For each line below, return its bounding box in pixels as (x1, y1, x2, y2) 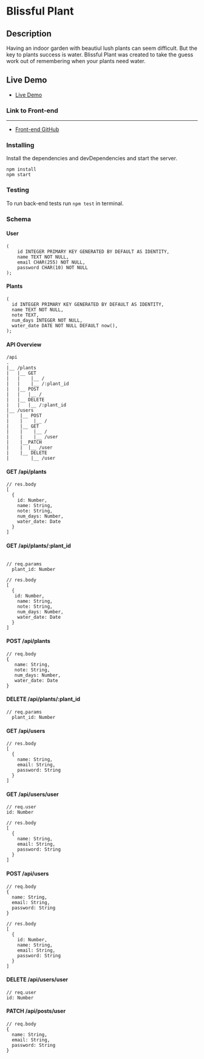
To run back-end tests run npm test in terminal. (6, 199, 124, 207)
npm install (6, 166, 36, 172)
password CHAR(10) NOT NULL (17, 264, 88, 271)
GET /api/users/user (6, 791, 59, 798)
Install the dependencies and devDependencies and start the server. (6, 155, 178, 162)
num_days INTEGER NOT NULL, (12, 318, 83, 324)
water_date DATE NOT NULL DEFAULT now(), (12, 323, 118, 329)
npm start (6, 172, 32, 178)
